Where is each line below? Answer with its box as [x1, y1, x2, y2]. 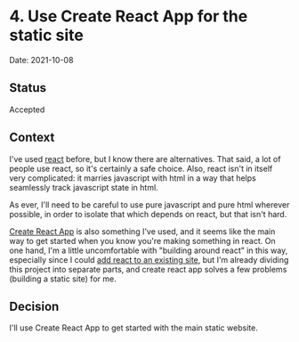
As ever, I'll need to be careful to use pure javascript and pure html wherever [9, 199, 290, 210]
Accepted [9, 104, 45, 115]
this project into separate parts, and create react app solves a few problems [9, 264, 287, 274]
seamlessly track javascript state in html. [9, 182, 158, 192]
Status [9, 80, 47, 95]
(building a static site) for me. [9, 273, 117, 284]
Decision [9, 298, 60, 313]
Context [9, 130, 55, 145]
